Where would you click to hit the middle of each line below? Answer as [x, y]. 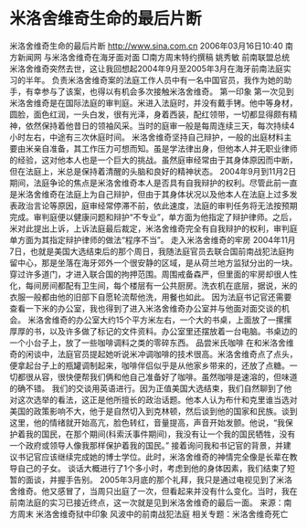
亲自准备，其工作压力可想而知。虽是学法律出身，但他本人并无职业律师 [165, 148]
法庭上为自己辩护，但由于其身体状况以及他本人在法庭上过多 [177, 194]
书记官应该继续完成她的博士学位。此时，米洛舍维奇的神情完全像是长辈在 [153, 457]
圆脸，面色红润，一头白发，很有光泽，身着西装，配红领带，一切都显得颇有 [149, 114]
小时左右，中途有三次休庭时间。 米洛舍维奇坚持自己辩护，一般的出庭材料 [147, 137]
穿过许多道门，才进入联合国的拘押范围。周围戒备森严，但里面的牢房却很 [145, 274]
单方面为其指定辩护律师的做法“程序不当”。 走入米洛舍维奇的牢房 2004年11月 [153, 239]
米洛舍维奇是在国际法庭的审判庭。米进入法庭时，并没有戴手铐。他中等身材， [153, 102]
